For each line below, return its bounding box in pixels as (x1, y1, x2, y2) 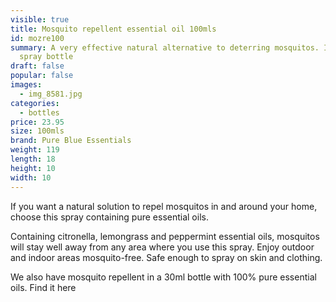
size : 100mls (10, 126, 65, 136)
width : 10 (10, 172, 52, 183)
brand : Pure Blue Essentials (10, 136, 132, 146)
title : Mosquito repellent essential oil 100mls (10, 24, 217, 34)
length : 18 (10, 154, 56, 164)
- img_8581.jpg (19, 89, 83, 99)
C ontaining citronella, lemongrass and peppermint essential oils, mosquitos (10, 230, 320, 242)
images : (10, 80, 43, 90)
